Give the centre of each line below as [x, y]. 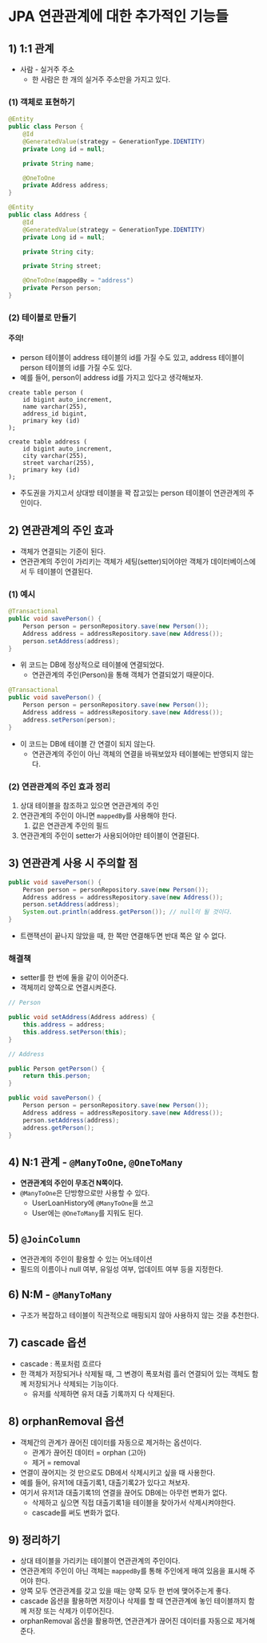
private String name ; [58, 164]
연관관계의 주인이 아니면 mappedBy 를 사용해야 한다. [98, 815]
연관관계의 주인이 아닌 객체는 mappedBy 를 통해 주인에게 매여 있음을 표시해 [133, 1571]
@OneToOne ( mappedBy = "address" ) [78, 281]
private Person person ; [62, 288]
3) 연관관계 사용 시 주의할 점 [73, 863]
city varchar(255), [55, 456]
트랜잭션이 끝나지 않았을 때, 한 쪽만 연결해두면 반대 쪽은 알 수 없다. [123, 936]
